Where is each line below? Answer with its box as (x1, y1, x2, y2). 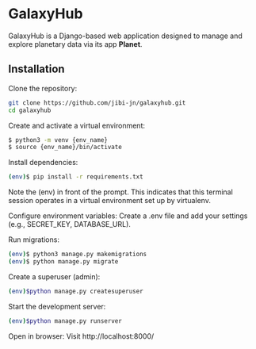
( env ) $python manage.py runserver (8, 316, 123, 325)
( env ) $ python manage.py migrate (8, 258, 119, 266)
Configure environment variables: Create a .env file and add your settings (8, 211, 248, 221)
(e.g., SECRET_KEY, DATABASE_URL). (8, 220, 131, 229)
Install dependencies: (8, 158, 78, 167)
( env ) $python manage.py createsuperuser (8, 287, 144, 295)
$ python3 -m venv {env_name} (8, 136, 109, 144)
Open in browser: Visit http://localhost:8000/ (8, 331, 155, 341)
